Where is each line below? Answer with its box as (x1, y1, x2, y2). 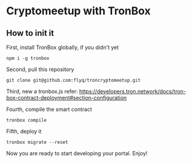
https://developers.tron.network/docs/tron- (79, 88, 186, 95)
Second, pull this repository (6, 66, 74, 73)
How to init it (6, 28, 54, 38)
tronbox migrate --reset (6, 139, 68, 145)
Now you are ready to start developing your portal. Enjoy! (6, 150, 148, 156)
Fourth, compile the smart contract (6, 106, 92, 113)
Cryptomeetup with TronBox (6, 4, 151, 18)
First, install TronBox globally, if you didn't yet (6, 44, 119, 51)
